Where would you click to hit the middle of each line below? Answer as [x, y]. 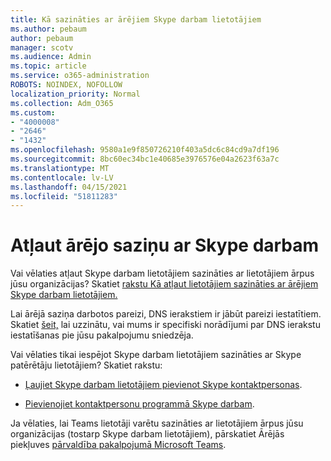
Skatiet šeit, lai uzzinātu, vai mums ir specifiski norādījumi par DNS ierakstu [165, 325]
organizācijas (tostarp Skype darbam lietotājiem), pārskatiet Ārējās [147, 434]
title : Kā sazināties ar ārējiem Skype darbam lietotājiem [136, 19]
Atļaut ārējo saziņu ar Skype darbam [165, 245]
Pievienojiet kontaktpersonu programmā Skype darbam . [139, 404]
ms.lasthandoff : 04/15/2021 [69, 187]
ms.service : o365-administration [80, 76]
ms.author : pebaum [48, 29]
